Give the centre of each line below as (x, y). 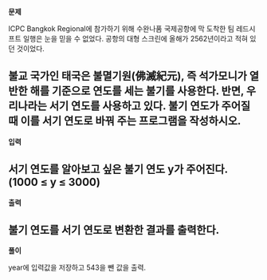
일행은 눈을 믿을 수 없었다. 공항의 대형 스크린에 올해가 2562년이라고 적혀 (135, 39)
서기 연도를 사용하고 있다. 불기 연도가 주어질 (150, 106)
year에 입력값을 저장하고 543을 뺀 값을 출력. (77, 268)
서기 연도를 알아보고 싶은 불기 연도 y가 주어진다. (118, 170)
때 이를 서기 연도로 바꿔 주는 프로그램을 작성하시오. (125, 121)
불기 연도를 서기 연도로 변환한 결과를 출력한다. (114, 230)
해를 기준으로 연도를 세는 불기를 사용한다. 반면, (137, 91)
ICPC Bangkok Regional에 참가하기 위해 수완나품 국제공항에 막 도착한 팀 (122, 29)
